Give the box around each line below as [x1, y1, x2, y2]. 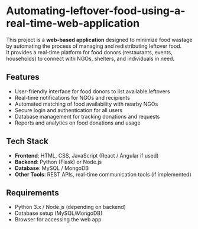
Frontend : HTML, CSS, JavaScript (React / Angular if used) [14, 152, 159, 159]
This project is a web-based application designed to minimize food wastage [6, 36, 193, 43]
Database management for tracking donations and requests [14, 113, 160, 120]
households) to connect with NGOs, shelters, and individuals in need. [6, 55, 175, 62]
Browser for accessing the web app [14, 216, 102, 223]
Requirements [6, 188, 59, 198]
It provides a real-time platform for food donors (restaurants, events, [6, 48, 173, 55]
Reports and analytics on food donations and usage [14, 119, 141, 126]
